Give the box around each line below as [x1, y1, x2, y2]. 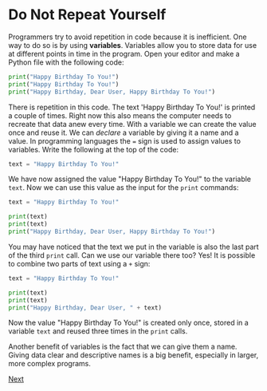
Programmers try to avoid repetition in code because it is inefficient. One [8, 32, 247, 41]
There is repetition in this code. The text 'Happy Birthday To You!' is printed [8, 102, 256, 112]
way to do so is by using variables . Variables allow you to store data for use [8, 40, 257, 49]
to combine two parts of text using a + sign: [8, 259, 151, 268]
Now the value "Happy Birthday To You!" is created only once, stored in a [8, 318, 249, 328]
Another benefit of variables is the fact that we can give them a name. [8, 342, 238, 352]
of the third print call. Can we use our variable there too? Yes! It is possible [8, 250, 256, 260]
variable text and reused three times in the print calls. [8, 326, 188, 336]
